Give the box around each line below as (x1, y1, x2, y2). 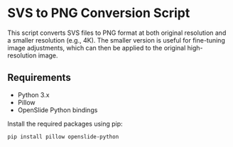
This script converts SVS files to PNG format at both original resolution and (7, 28, 227, 37)
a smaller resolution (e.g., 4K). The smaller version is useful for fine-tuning (7, 36, 225, 44)
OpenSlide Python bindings (17, 105, 98, 114)
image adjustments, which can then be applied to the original (7, 43, 186, 52)
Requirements (7, 72, 71, 84)
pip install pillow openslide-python (7, 133, 119, 140)
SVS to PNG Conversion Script (7, 5, 190, 21)
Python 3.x (17, 90, 50, 99)
